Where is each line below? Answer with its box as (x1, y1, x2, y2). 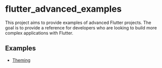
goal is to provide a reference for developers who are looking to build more (5, 24, 157, 30)
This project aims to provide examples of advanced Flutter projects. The (5, 20, 152, 25)
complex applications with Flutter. (5, 30, 73, 36)
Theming (12, 57, 31, 63)
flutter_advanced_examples (5, 3, 122, 15)
